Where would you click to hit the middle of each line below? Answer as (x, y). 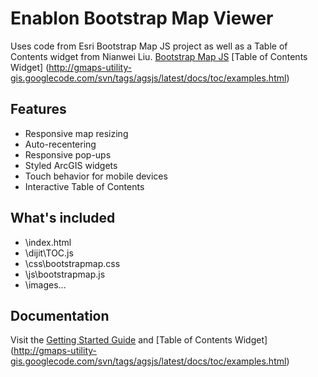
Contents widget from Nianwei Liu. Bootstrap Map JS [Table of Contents (159, 56)
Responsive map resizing (76, 133)
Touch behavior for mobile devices (96, 176)
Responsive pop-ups (68, 154)
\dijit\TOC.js (49, 253)
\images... (45, 284)
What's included (63, 218)
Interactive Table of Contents (84, 186)
